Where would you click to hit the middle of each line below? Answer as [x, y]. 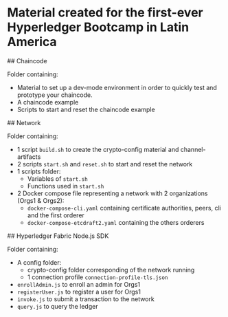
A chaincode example [48, 102]
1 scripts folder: [39, 171]
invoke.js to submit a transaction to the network [85, 299]
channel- [193, 149]
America [32, 42]
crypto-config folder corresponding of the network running [111, 270]
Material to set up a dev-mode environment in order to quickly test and [117, 87]
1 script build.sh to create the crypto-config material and [98, 149]
